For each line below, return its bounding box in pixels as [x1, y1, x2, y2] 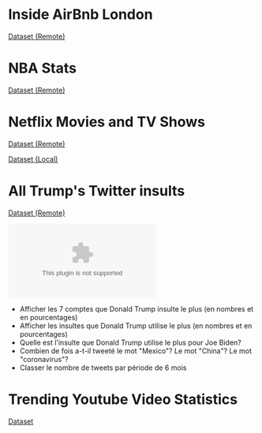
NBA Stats [8, 59, 77, 77]
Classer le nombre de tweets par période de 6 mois [19, 363, 187, 372]
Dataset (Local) [8, 154, 58, 163]
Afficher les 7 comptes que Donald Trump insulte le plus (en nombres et [19, 304, 254, 313]
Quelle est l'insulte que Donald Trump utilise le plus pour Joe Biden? [19, 338, 242, 347]
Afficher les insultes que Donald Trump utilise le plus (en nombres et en [19, 321, 253, 330]
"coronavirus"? [19, 354, 69, 364]
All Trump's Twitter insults [8, 182, 185, 200]
